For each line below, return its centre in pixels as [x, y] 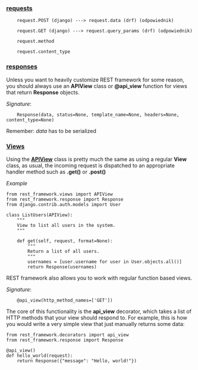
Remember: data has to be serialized [51, 131]
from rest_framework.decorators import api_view [67, 335]
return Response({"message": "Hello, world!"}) [77, 360]
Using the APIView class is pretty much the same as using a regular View [97, 159]
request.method [36, 42]
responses [22, 67]
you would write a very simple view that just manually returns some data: [95, 324]
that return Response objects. [43, 92]
